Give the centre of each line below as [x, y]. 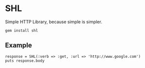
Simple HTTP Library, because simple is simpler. [54, 22]
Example [19, 46]
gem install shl [21, 30]
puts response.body [25, 61]
